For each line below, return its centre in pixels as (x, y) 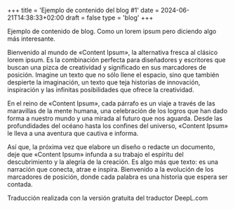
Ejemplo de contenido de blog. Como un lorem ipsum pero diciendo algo (112, 31)
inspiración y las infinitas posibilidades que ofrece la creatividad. (101, 90)
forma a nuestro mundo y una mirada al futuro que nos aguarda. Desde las (115, 118)
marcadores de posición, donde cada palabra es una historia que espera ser (117, 177)
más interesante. (32, 39)
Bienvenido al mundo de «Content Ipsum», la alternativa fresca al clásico (113, 52)
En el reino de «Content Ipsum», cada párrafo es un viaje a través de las (111, 103)
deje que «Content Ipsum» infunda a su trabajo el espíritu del (95, 154)
